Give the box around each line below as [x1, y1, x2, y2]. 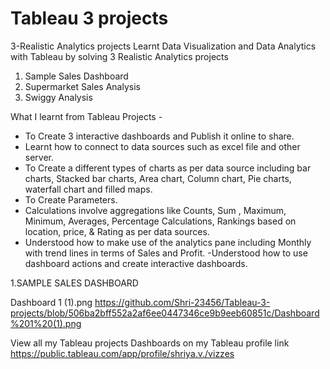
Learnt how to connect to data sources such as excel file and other [24, 140, 301, 152]
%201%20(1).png [10, 317, 82, 329]
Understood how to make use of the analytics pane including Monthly [24, 236, 312, 248]
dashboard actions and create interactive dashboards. [24, 257, 248, 269]
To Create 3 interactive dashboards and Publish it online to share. [24, 130, 295, 142]
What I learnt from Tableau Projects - [10, 110, 163, 122]
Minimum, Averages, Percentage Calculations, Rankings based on [24, 215, 297, 227]
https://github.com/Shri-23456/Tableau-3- [94, 296, 271, 308]
